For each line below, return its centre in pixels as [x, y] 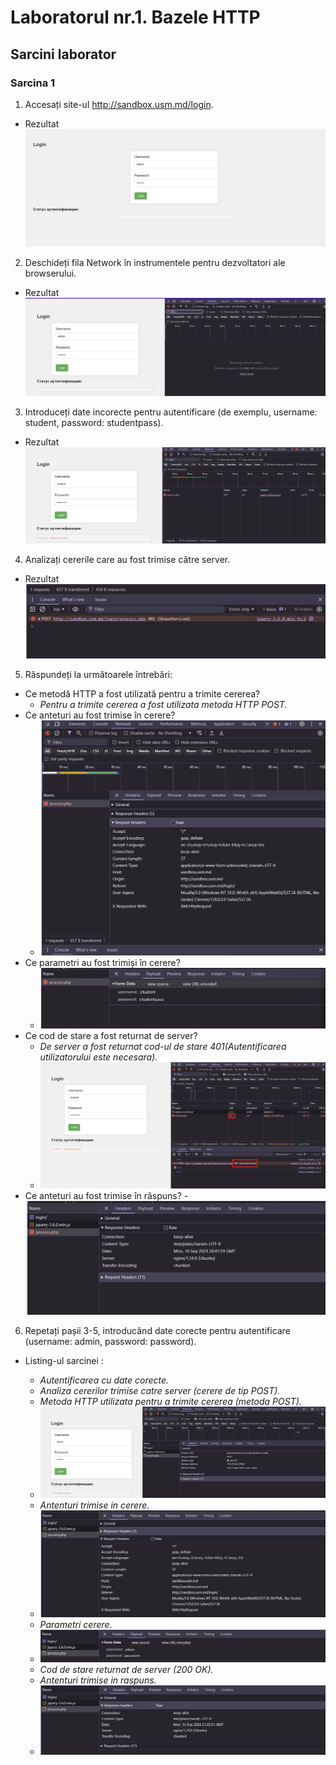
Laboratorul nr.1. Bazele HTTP [135, 17]
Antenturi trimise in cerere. [94, 1505]
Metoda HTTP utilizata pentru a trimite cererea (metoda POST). [170, 1401]
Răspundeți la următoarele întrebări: [98, 675]
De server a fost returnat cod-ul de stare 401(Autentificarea [163, 1046]
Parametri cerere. [76, 1625]
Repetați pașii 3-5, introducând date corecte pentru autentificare [157, 1330]
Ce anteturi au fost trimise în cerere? [100, 715]
